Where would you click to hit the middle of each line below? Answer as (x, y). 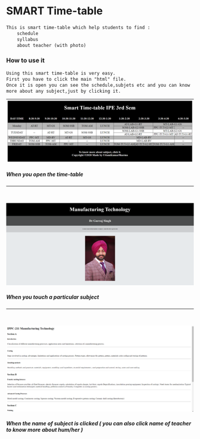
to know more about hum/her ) (45, 429)
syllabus (28, 39)
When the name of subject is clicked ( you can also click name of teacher (99, 423)
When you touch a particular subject (53, 297)
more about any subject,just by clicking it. (63, 91)
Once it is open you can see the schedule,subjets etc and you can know (98, 85)
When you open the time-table (45, 174)
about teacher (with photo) (51, 45)
